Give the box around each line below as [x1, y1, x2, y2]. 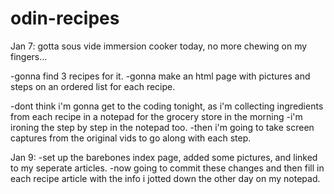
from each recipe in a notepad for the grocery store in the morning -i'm [10, 110, 303, 122]
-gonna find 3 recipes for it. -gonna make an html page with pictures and [10, 70, 311, 82]
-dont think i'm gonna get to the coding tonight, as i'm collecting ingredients [10, 100, 324, 112]
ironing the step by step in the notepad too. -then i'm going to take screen [10, 121, 315, 133]
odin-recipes [10, 7, 120, 30]
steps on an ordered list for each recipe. [10, 80, 176, 92]
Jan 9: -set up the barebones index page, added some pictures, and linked [10, 151, 318, 163]
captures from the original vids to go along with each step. [10, 132, 252, 144]
